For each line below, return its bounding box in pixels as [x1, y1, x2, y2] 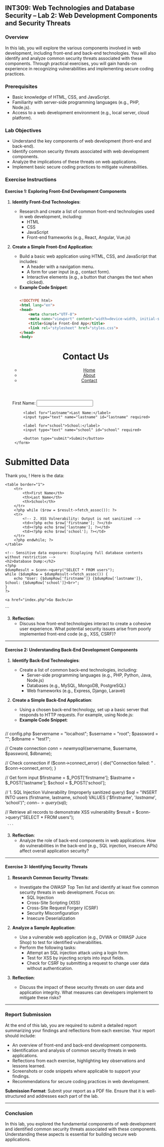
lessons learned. [12, 1063, 46, 1068]
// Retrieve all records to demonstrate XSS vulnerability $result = [5, 809, 135, 815]
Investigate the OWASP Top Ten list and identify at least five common [19, 884, 159, 890]
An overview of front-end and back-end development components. [12, 1042, 147, 1048]
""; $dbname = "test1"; [5, 736, 51, 742]
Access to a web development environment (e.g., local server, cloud [12, 109, 149, 115]
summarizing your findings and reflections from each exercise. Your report [5, 1027, 155, 1033]
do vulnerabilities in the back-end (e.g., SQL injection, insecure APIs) [19, 843, 158, 849]
